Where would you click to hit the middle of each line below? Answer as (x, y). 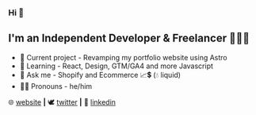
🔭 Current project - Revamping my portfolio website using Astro (123, 57)
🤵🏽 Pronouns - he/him (56, 86)
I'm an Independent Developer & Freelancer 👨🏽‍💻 (129, 38)
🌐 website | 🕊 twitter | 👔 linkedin (62, 102)
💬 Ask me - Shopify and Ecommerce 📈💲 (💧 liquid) (100, 75)
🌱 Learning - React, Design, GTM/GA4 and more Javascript (117, 66)
